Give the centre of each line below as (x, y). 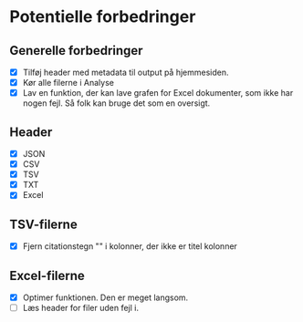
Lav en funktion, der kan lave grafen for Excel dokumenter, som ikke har (158, 93)
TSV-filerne (43, 224)
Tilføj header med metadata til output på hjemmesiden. (125, 72)
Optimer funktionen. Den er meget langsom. (105, 297)
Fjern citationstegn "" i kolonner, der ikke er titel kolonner (130, 246)
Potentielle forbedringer (103, 17)
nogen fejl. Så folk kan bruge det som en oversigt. (116, 103)
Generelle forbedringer (76, 51)
